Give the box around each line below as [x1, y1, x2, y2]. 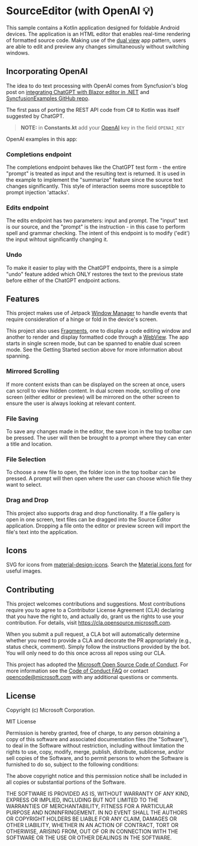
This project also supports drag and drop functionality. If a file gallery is [6, 509, 180, 516]
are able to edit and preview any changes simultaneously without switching [6, 43, 189, 50]
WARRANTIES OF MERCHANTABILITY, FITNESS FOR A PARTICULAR [6, 803, 173, 810]
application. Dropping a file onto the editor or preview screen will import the [6, 522, 190, 529]
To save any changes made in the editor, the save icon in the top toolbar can [6, 428, 192, 435]
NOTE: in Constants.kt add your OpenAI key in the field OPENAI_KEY [20, 124, 185, 131]
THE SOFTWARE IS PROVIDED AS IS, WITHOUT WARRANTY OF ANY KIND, [6, 790, 190, 797]
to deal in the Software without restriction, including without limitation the [6, 742, 184, 750]
